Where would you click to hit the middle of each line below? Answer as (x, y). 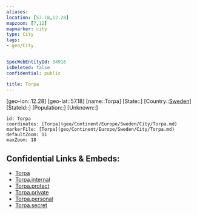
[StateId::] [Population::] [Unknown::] (52, 108)
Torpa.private (32, 193)
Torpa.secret (31, 205)
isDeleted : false (28, 67)
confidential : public (34, 73)
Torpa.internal (32, 180)
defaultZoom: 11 (27, 135)
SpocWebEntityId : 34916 (36, 62)
